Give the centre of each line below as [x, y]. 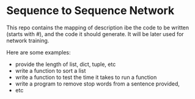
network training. [28, 40]
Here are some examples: [39, 52]
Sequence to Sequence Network [90, 11]
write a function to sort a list [50, 70]
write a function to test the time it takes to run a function [86, 77]
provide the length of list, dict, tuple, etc [65, 64]
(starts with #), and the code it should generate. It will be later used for [95, 34]
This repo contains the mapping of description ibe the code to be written [98, 28]
